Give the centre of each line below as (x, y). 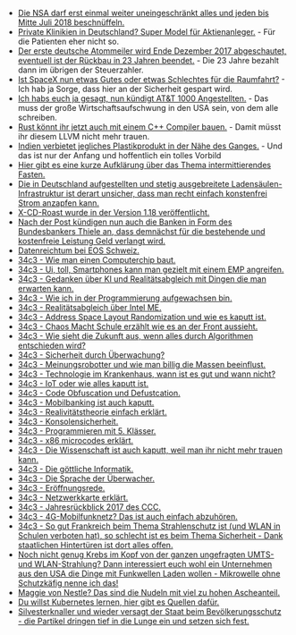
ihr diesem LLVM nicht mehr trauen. (84, 136)
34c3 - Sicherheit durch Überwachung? (91, 355)
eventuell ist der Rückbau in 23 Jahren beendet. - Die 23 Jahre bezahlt (148, 60)
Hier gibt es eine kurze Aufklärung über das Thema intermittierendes (144, 165)
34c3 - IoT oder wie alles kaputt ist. (83, 383)
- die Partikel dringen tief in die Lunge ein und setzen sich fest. (133, 621)
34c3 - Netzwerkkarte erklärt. (73, 497)
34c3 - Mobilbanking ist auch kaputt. (86, 402)
